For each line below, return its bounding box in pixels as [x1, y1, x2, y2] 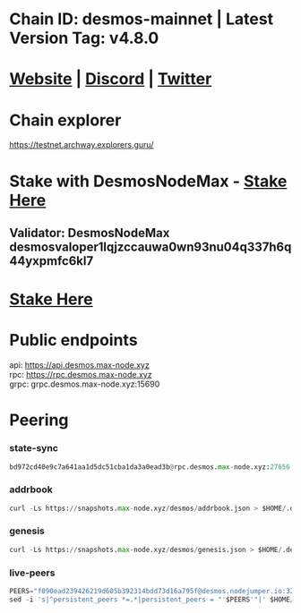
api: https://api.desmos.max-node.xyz [9, 360, 150, 370]
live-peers [9, 566, 56, 579]
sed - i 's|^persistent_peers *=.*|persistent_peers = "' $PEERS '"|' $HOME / [9, 595, 295, 604]
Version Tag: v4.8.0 [9, 28, 159, 48]
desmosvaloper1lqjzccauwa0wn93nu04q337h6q [9, 239, 292, 254]
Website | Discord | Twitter [9, 69, 212, 89]
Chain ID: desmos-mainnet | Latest [9, 9, 274, 30]
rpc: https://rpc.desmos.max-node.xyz [9, 370, 152, 380]
